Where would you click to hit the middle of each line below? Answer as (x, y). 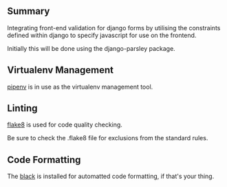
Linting (22, 108)
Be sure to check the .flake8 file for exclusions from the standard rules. (108, 138)
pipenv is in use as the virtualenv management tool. (80, 87)
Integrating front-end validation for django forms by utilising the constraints (114, 27)
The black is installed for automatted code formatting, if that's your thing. (111, 176)
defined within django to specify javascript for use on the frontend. (102, 35)
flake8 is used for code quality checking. (65, 125)
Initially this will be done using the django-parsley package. (91, 48)
